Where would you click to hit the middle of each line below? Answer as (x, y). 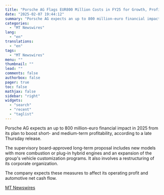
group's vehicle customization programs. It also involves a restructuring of (80, 158)
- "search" (20, 105)
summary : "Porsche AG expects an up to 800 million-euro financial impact (83, 19)
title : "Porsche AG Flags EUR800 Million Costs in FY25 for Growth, (76, 10)
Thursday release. (23, 138)
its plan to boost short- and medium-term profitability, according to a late (79, 133)
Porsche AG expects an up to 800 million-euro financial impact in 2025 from (82, 128)
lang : (10, 32)
